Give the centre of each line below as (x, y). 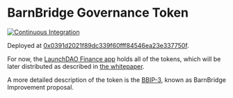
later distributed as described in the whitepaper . (76, 66)
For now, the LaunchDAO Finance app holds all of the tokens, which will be (114, 59)
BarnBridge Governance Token (98, 13)
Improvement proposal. (41, 87)
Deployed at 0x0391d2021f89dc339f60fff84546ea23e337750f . (98, 45)
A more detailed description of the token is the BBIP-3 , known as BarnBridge (116, 80)
